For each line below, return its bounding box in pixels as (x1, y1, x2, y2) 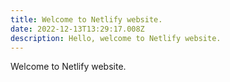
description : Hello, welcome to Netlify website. (10, 33, 222, 43)
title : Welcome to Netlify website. (10, 14, 163, 25)
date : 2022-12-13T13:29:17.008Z (10, 24, 145, 34)
